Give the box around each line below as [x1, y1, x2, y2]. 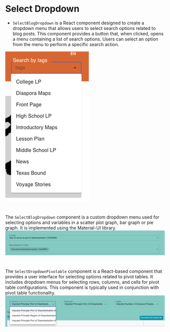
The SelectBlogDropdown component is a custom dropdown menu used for [5, 214, 159, 220]
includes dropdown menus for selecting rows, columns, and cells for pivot [5, 279, 159, 285]
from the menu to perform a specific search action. [12, 41, 119, 47]
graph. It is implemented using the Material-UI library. [5, 225, 117, 231]
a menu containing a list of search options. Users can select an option [12, 36, 158, 42]
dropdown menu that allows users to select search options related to [12, 25, 156, 31]
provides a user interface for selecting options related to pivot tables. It [5, 274, 153, 280]
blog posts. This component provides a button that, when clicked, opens [12, 30, 164, 36]
